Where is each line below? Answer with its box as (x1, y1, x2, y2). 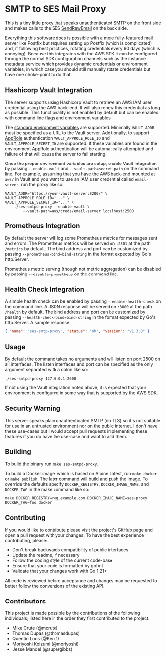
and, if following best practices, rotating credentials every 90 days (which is (5, 45, 160, 51)
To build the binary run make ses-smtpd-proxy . (5, 461, 98, 467)
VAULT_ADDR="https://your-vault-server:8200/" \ (5, 191, 108, 196)
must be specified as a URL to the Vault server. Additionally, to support (5, 130, 150, 136)
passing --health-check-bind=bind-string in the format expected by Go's (5, 314, 156, 320)
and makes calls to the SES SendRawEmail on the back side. (5, 25, 128, 31)
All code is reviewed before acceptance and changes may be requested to (5, 577, 157, 583)
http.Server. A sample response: (5, 320, 71, 326)
